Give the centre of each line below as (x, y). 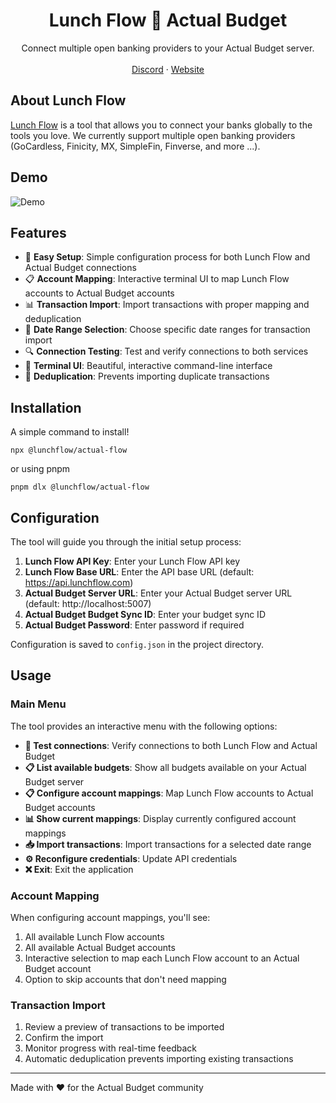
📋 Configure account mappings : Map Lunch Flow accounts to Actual (169, 793)
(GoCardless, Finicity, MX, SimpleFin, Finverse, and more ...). (135, 146)
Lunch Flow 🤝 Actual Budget (168, 20)
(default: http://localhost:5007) (88, 603)
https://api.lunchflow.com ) (79, 582)
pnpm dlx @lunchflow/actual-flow (80, 487)
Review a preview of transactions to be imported (124, 1027)
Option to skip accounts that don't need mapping (125, 979)
